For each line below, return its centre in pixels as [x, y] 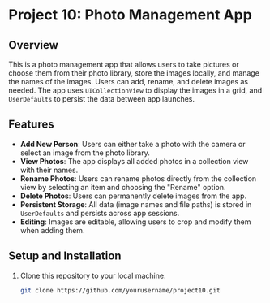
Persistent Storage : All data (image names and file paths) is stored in [136, 204]
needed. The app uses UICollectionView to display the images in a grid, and [135, 90]
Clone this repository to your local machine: [93, 275]
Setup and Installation [65, 256]
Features [31, 125]
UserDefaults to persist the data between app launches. [102, 99]
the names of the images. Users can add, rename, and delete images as [129, 82]
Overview [34, 45]
